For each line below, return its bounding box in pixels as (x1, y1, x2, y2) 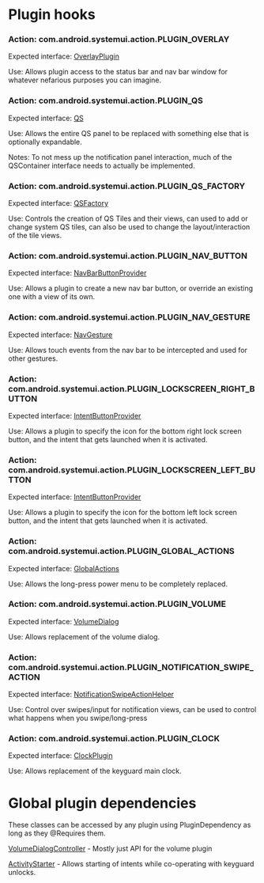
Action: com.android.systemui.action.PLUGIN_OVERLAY (8, 34, 230, 45)
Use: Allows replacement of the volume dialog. (8, 631, 160, 642)
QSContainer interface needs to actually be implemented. (8, 161, 195, 170)
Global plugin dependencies (8, 794, 197, 812)
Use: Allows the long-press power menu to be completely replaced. (8, 579, 228, 589)
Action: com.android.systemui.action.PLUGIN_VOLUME (8, 599, 227, 610)
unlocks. (8, 868, 36, 877)
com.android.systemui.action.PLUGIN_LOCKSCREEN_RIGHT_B (8, 383, 255, 394)
